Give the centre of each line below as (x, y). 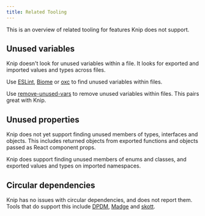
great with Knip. (26, 100)
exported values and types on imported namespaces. (74, 166)
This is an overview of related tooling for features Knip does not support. (98, 29)
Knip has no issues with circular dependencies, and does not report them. (99, 200)
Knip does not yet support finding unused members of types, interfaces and (102, 134)
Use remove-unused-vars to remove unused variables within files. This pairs (103, 94)
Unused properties (43, 119)
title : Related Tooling (37, 12)
